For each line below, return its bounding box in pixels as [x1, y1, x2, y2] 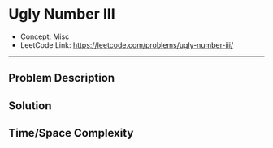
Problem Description [8, 71, 115, 85]
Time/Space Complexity [8, 126, 134, 140]
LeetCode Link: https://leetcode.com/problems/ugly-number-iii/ [19, 40, 234, 49]
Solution [8, 99, 52, 112]
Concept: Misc [19, 32, 70, 41]
